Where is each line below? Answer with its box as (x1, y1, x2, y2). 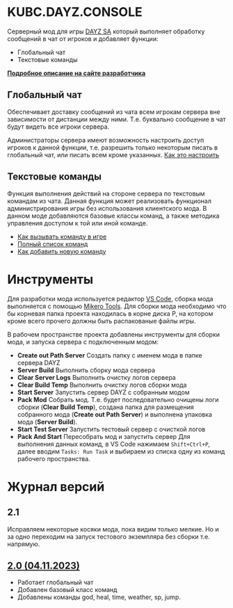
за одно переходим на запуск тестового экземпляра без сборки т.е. (7, 532, 210, 541)
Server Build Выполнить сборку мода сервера (17, 366, 155, 374)
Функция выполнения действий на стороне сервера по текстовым (7, 189, 205, 198)
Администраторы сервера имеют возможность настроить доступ (7, 136, 204, 144)
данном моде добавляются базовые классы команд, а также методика (7, 211, 220, 220)
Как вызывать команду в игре (17, 232, 107, 241)
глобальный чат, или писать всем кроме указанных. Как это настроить (7, 150, 220, 159)
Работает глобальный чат (17, 578, 94, 586)
